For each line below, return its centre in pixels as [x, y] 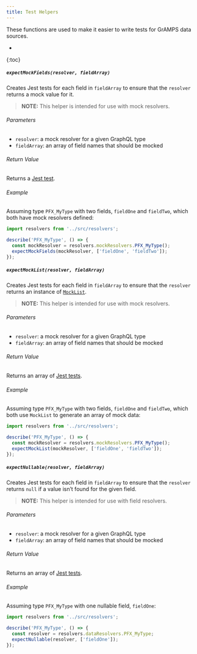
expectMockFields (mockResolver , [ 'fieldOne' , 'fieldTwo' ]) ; [90, 251]
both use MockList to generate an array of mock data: [73, 415]
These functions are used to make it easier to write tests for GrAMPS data [99, 29]
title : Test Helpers [33, 12]
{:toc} [13, 59]
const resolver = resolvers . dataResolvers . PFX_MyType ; [83, 634]
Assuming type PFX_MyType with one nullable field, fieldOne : [81, 606]
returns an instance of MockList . [46, 291]
